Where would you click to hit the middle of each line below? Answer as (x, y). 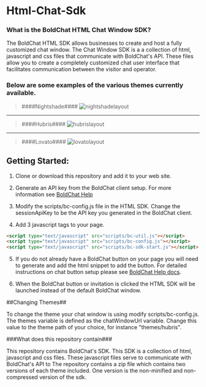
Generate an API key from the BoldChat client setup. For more (93, 187)
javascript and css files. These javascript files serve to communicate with (99, 358)
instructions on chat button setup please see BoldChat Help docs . (98, 272)
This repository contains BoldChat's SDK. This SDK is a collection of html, (99, 351)
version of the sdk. (63, 377)
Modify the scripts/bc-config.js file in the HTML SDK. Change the (98, 206)
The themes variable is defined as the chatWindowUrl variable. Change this (102, 321)
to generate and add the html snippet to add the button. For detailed (101, 265)
